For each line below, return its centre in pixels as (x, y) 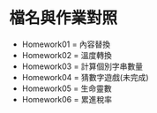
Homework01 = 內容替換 (66, 44)
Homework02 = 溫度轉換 (67, 55)
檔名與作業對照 (64, 18)
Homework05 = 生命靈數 (67, 88)
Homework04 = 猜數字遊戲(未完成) (85, 77)
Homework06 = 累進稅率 (67, 99)
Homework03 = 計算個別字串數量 (82, 66)
